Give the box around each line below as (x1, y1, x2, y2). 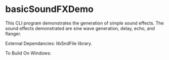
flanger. (5, 30, 21, 36)
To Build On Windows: (5, 50, 52, 56)
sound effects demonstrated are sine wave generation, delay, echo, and (5, 25, 155, 31)
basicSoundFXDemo (5, 3, 94, 15)
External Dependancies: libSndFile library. (5, 40, 93, 46)
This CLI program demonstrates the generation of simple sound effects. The (5, 20, 164, 26)
